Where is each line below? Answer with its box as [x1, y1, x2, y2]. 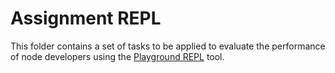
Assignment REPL [10, 7, 162, 30]
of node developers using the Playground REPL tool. [10, 50, 225, 62]
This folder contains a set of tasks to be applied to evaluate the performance [10, 40, 326, 52]
